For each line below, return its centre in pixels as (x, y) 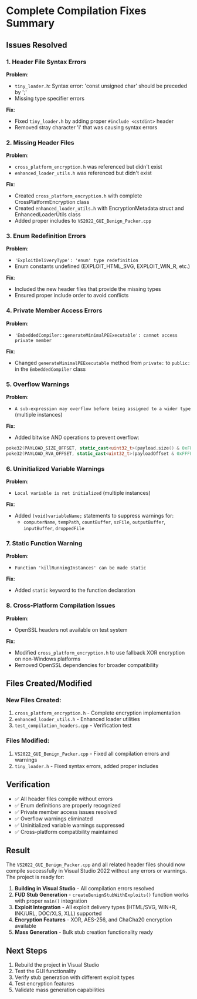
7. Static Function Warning (44, 544)
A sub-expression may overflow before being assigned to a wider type (103, 409)
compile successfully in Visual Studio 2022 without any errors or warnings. (97, 871)
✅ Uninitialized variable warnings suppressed (69, 825)
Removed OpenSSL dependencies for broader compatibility (86, 665)
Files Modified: (28, 740)
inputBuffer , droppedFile (54, 528)
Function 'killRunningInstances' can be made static (80, 568)
